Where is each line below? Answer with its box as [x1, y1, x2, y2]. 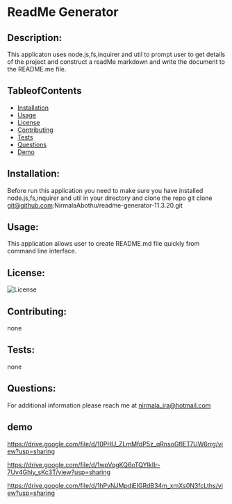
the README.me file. [7, 65, 67, 73]
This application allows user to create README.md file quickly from [7, 240, 200, 248]
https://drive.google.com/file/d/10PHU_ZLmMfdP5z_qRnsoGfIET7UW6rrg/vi [7, 439, 224, 448]
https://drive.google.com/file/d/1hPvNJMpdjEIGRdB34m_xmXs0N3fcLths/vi [7, 481, 224, 489]
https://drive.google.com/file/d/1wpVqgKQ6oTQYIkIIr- [7, 460, 160, 469]
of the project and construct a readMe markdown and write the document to [7, 58, 226, 66]
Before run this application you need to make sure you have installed [7, 186, 204, 194]
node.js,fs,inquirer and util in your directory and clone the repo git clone [7, 194, 213, 202]
